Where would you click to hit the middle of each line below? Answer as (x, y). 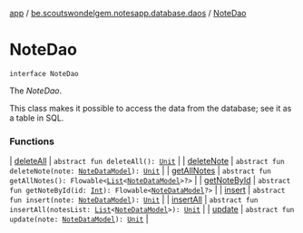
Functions (32, 141)
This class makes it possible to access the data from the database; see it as (151, 108)
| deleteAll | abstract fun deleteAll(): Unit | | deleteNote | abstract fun (147, 161)
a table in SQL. (37, 118)
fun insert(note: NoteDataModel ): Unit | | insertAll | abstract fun (134, 199)
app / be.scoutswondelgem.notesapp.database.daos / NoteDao (128, 13)
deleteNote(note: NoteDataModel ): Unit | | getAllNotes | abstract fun (141, 170)
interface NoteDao (44, 73)
